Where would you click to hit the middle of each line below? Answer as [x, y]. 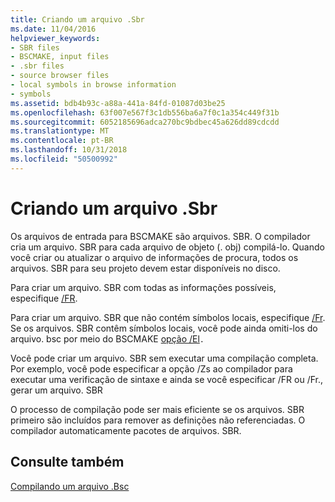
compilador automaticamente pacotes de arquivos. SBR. [126, 430]
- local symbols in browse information [93, 85]
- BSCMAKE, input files [60, 57]
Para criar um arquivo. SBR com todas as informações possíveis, [143, 287]
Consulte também [67, 462]
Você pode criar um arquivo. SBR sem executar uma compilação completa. [164, 358]
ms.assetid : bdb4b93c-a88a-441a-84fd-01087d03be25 [118, 103]
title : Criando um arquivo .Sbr [77, 19]
